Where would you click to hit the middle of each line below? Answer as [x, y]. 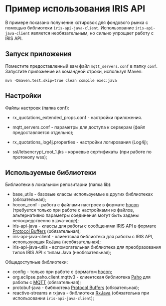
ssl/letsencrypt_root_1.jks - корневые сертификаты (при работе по [82, 152]
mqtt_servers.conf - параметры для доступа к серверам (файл [79, 127]
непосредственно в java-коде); [46, 221]
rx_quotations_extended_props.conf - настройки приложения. [77, 117]
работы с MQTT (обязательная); [47, 283]
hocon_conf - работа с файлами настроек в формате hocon [76, 205]
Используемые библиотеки [51, 172]
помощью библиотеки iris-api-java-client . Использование [70, 27]
